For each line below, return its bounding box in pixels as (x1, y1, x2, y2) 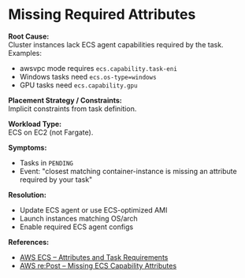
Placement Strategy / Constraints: (8, 95, 122, 105)
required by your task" (19, 175, 93, 184)
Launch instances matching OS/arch (19, 213, 138, 223)
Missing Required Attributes (8, 6, 196, 24)
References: (8, 237, 50, 246)
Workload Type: (8, 119, 61, 128)
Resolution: (8, 190, 47, 199)
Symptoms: (8, 143, 47, 152)
